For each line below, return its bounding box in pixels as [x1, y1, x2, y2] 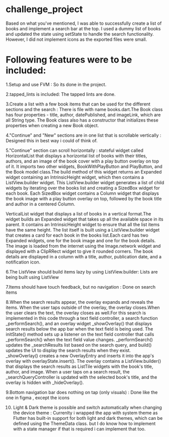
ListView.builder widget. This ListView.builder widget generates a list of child [6, 179, 164, 185]
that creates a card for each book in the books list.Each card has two [6, 232, 149, 238]
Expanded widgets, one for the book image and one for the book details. [6, 237, 156, 243]
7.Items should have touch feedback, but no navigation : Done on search [6, 284, 155, 290]
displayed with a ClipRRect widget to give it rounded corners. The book [6, 248, 153, 254]
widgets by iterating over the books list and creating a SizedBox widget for [6, 185, 160, 191]
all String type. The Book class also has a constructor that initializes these [6, 117, 159, 123]
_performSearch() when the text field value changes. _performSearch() [6, 337, 153, 343]
